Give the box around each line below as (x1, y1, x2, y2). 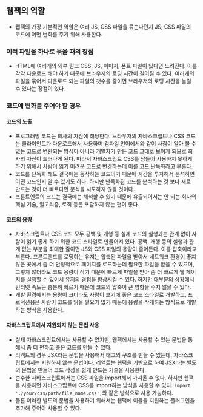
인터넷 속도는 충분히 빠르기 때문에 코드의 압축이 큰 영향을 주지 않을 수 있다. (15, 283, 191, 291)
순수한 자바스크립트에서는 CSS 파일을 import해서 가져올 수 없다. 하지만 (15, 374, 183, 381)
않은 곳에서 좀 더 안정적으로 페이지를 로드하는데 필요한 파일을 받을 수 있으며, (15, 260, 195, 268)
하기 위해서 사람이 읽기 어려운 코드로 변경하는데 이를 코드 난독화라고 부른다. (15, 163, 193, 170)
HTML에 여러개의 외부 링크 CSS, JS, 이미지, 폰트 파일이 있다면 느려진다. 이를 (15, 63, 198, 70)
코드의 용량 (6, 215, 32, 223)
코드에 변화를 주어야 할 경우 (6, 102, 81, 110)
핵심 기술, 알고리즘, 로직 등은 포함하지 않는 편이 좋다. (15, 201, 139, 208)
